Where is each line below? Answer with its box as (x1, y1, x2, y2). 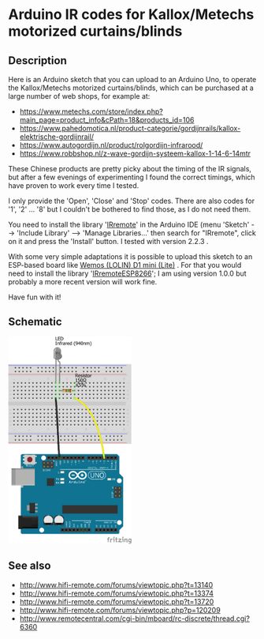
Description (8, 54, 67, 67)
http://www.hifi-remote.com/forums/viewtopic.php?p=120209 (19, 605, 221, 615)
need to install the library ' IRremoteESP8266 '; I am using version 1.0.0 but (8, 269, 247, 278)
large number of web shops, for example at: (8, 92, 151, 100)
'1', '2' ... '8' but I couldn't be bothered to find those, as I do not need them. (8, 205, 251, 214)
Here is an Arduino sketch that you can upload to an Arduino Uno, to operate (8, 75, 257, 84)
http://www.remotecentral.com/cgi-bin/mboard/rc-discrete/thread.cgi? (19, 614, 251, 623)
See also (8, 559, 51, 573)
